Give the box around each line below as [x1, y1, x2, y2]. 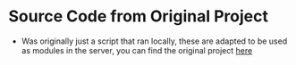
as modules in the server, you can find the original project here [21, 45, 253, 55]
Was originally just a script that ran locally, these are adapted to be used [21, 36, 288, 46]
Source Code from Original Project [8, 6, 269, 27]
